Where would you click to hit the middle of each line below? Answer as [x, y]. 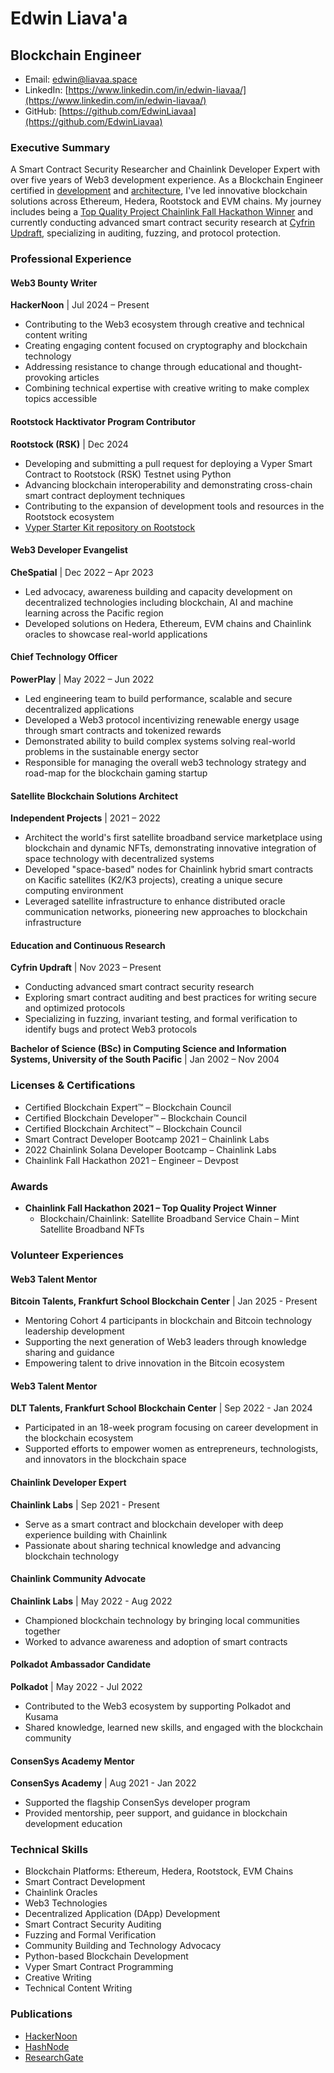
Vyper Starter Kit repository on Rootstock [110, 527]
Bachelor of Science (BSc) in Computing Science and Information [148, 1049]
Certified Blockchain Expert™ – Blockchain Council [128, 1107]
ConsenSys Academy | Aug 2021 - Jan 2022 [103, 1783]
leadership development [74, 1331]
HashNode [47, 2046]
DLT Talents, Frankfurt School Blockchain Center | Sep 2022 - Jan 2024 [161, 1408]
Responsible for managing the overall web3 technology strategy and [165, 763]
